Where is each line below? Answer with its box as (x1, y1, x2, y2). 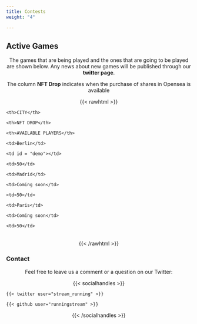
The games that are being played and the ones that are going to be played (9, 57, 189, 64)
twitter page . (82, 69, 115, 77)
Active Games (6, 41, 59, 51)
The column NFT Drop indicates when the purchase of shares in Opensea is (6, 81, 191, 88)
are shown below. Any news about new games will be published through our (6, 63, 191, 70)
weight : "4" (6, 14, 35, 20)
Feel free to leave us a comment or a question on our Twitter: (25, 268, 173, 275)
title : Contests (6, 8, 46, 15)
